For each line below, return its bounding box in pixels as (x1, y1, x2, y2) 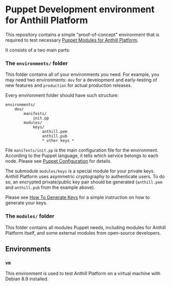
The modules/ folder (5, 213, 55, 220)
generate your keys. (5, 200, 48, 206)
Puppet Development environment (5, 4, 155, 15)
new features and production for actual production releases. (5, 82, 132, 88)
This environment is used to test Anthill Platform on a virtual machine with (5, 271, 161, 277)
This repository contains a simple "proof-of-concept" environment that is (5, 31, 160, 37)
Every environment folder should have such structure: (5, 92, 119, 99)
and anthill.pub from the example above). (5, 184, 96, 190)
